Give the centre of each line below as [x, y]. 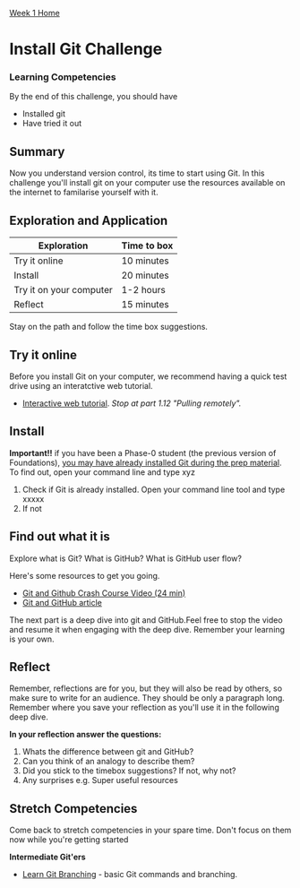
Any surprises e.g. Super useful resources [100, 780]
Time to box [147, 246]
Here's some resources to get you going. [85, 575]
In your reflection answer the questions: [86, 735]
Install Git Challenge [86, 49]
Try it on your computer [64, 290]
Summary [37, 151]
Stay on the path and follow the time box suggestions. [109, 327]
